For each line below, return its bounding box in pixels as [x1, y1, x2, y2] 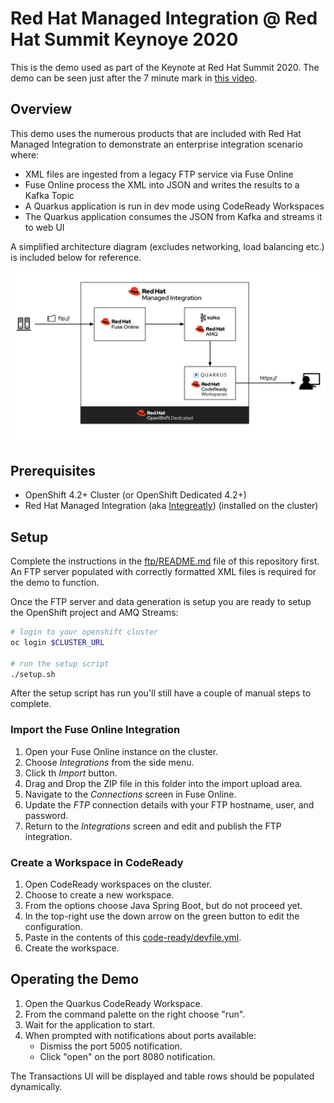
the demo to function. [10, 577, 100, 589]
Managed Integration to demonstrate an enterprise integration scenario [10, 138, 303, 150]
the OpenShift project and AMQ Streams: [10, 607, 179, 619]
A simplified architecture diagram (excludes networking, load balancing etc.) [10, 240, 325, 252]
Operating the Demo [10, 971, 140, 988]
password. [24, 809, 69, 821]
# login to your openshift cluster [10, 627, 159, 637]
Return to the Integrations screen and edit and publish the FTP [24, 820, 282, 832]
